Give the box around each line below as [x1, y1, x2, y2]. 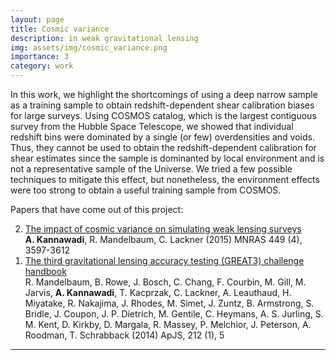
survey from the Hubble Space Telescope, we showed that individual [10, 121, 294, 132]
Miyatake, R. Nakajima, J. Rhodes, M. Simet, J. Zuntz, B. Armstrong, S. [24, 297, 315, 309]
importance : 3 [10, 52, 70, 62]
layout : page [10, 14, 65, 25]
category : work [10, 61, 74, 71]
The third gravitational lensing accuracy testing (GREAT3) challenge [24, 255, 305, 266]
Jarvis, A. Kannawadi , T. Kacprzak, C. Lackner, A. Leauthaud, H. [24, 287, 292, 298]
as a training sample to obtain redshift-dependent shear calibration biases [10, 99, 315, 111]
